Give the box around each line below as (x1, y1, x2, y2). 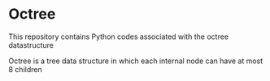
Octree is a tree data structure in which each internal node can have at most (8, 56, 263, 66)
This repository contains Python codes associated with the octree (8, 32, 229, 41)
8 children (8, 64, 42, 74)
